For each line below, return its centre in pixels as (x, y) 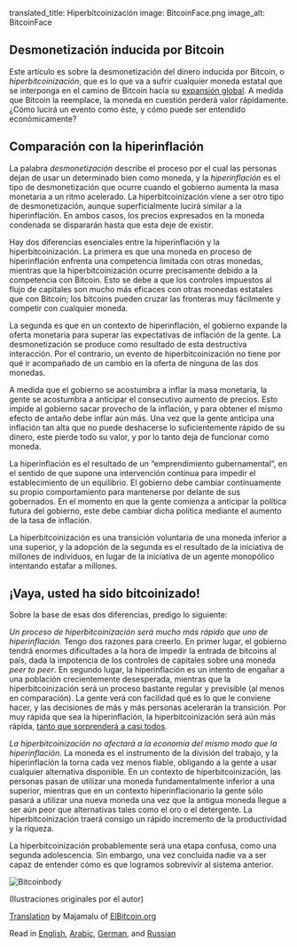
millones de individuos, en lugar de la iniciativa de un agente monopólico (142, 556)
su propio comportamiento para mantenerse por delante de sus (125, 491)
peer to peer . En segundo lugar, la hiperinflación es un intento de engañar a (147, 670)
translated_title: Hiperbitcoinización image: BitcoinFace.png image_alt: (137, 13)
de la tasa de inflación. (51, 520)
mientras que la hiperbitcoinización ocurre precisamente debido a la (134, 270)
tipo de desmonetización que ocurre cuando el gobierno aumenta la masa (144, 187)
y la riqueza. (32, 829)
